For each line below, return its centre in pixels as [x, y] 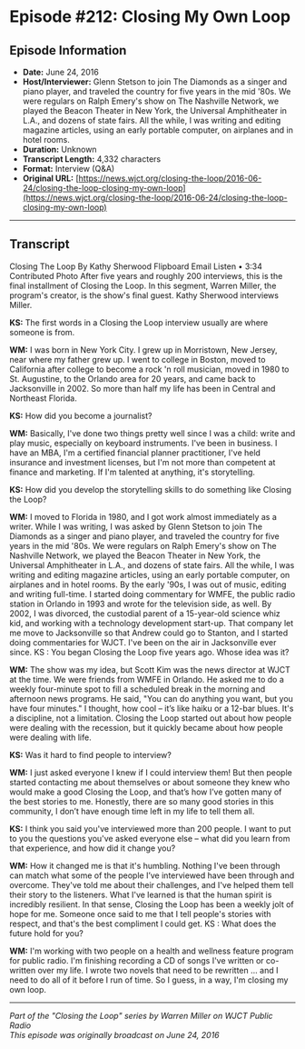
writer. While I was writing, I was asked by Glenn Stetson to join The [136, 526]
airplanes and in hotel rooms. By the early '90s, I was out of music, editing [148, 584]
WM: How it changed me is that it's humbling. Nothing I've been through [145, 865]
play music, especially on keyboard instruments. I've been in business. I [143, 443]
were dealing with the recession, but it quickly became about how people [146, 727]
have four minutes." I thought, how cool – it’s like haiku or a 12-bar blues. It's [152, 708]
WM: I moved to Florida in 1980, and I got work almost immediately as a [143, 516]
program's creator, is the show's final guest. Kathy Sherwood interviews [144, 295]
